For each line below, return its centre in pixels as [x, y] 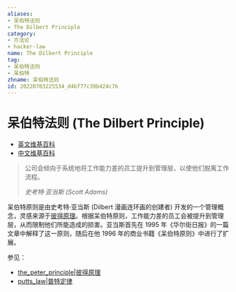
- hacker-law [26, 47]
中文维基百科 [36, 153]
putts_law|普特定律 [45, 281]
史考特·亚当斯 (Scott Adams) [66, 192]
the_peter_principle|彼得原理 [59, 272]
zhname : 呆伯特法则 [33, 80]
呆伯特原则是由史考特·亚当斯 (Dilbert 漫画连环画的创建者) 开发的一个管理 [112, 207]
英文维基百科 [36, 144]
